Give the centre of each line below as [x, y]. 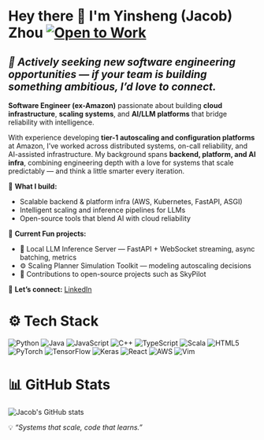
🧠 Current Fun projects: [47, 233]
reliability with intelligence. [51, 122]
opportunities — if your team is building [108, 74]
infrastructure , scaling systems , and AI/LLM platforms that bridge [117, 114]
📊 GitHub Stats [59, 385]
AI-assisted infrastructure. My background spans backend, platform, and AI [132, 154]
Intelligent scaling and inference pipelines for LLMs [102, 210]
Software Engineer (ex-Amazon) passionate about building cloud [115, 105]
